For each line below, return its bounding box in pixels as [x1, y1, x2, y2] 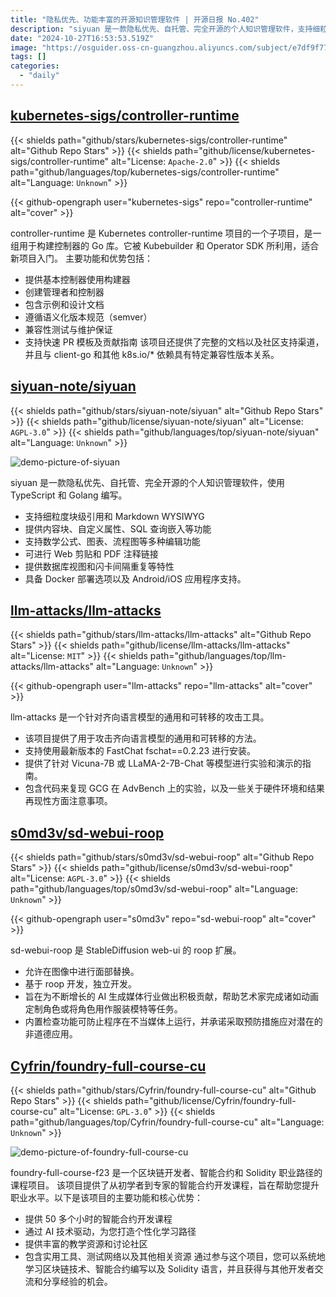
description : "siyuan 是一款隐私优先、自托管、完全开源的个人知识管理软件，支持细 [10, 24, 321, 34]
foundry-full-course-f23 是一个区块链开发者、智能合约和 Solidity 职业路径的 [10, 1166, 323, 1178]
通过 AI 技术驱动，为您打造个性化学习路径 [24, 1225, 197, 1237]
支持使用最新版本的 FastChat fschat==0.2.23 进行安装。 [24, 745, 257, 757]
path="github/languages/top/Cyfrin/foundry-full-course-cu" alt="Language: [10, 1116, 325, 1128]
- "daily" [19, 71, 60, 81]
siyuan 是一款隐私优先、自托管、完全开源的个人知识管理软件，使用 [10, 476, 285, 488]
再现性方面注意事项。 [24, 795, 113, 807]
